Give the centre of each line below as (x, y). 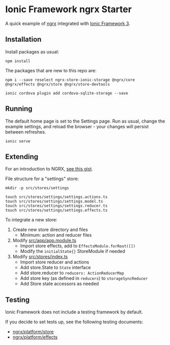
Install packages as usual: (32, 51)
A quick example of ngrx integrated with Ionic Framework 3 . (68, 23)
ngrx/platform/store (33, 332)
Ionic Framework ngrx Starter (69, 9)
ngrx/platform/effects (35, 337)
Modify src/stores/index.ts (40, 257)
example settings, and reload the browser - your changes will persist (77, 126)
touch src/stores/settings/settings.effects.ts (57, 210)
